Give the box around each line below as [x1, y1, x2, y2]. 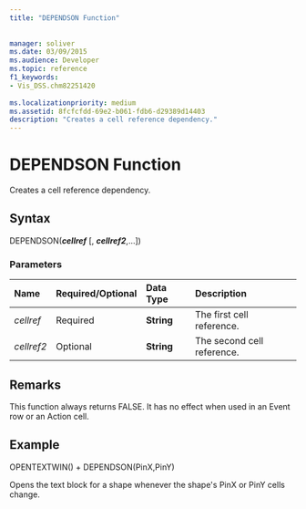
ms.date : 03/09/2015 [9, 47, 88, 57]
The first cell [194, 308, 249, 321]
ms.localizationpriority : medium [9, 98, 137, 108]
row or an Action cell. [9, 410, 89, 421]
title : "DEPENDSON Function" [9, 13, 120, 23]
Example [9, 437, 60, 452]
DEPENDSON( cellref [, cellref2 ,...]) [9, 234, 141, 246]
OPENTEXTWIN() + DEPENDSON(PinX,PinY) [9, 462, 175, 473]
